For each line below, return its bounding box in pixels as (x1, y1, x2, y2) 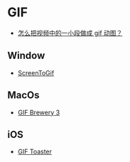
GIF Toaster (17, 147, 52, 156)
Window (7, 50, 45, 62)
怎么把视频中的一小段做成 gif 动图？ (17, 28, 123, 37)
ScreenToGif (17, 68, 55, 77)
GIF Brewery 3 (17, 108, 60, 117)
